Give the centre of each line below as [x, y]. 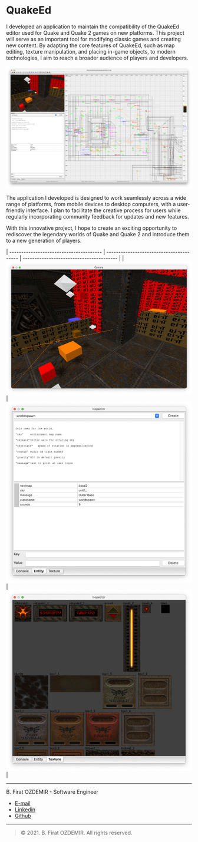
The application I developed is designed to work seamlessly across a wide [96, 198]
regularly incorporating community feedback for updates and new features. [98, 217]
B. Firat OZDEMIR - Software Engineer [52, 792]
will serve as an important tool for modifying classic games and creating [93, 39]
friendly [16, 210]
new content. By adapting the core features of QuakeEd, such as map [90, 45]
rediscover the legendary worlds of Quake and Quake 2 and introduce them [98, 235]
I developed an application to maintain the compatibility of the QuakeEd [93, 27]
